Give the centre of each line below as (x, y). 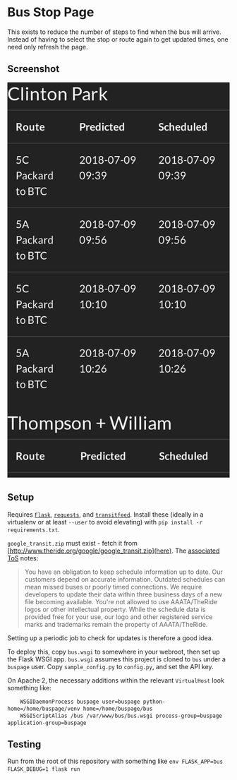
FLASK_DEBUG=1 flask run (44, 769)
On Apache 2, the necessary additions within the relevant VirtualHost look (116, 680)
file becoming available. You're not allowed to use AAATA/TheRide (121, 601)
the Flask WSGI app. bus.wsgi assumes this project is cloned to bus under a (116, 659)
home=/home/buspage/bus (118, 709)
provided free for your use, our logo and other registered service (119, 617)
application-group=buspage (47, 723)
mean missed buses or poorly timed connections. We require (113, 587)
